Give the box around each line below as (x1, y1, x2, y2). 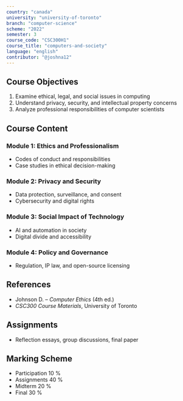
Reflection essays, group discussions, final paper (15, 336, 139, 343)
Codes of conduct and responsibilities (15, 156, 111, 163)
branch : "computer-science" (6, 20, 78, 26)
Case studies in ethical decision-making (15, 162, 116, 169)
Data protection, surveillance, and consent (15, 191, 122, 198)
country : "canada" (6, 9, 53, 15)
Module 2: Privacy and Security (6, 177, 102, 186)
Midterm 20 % (15, 383, 52, 390)
